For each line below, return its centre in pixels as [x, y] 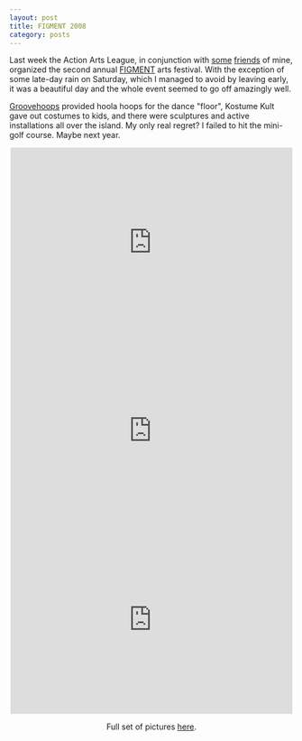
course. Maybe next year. [73, 135]
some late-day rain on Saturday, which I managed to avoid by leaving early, [149, 79]
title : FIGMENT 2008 [48, 26]
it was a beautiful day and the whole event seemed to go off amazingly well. [150, 89]
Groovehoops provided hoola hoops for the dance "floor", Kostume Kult [142, 107]
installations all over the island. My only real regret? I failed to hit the [136, 125]
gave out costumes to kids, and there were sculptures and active [129, 116]
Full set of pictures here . [151, 727]
